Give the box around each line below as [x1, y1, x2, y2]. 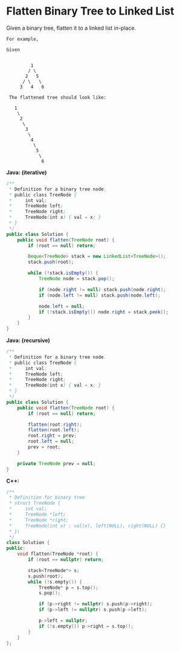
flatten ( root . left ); [28, 427, 80, 433]
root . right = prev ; [28, 432, 77, 439]
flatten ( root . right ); [28, 422, 83, 428]
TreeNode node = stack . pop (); [38, 276, 115, 282]
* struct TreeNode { [8, 500, 61, 506]
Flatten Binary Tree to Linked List [6, 4, 175, 18]
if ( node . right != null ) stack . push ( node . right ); [38, 286, 166, 292]
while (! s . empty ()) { [28, 579, 83, 585]
